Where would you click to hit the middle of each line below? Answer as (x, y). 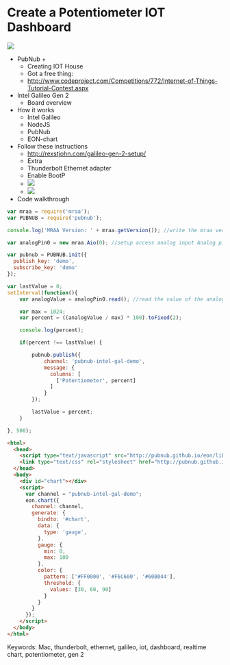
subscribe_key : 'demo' (46, 268)
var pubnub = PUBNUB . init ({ (47, 255)
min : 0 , (55, 551)
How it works (36, 110)
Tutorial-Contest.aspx (58, 88)
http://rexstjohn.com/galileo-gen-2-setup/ (87, 153)
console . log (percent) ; (52, 330)
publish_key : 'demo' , (44, 262)
